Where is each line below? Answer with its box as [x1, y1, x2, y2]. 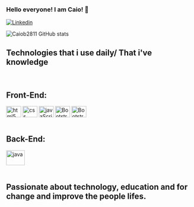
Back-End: [6, 134, 46, 145]
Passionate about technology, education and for [6, 182, 188, 192]
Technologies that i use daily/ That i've [6, 48, 152, 58]
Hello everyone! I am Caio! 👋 [6, 5, 89, 14]
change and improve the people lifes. [6, 192, 147, 202]
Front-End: [6, 90, 47, 100]
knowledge [6, 57, 49, 67]
